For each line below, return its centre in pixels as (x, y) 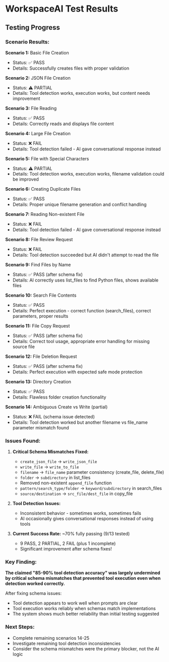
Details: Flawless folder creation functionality (59, 397)
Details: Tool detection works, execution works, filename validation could (88, 174)
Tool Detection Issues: (37, 504)
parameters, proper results (40, 316)
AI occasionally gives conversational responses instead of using (87, 519)
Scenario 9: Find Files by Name (38, 264)
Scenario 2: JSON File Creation (38, 78)
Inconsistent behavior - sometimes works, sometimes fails (80, 513)
